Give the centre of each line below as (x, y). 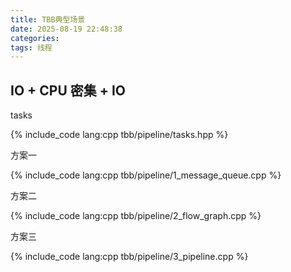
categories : (35, 38)
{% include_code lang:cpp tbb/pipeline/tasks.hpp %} (119, 135)
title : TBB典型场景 (48, 19)
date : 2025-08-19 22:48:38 (66, 29)
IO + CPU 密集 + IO (68, 90)
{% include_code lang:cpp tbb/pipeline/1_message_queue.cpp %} (146, 175)
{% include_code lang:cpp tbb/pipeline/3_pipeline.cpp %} (129, 257)
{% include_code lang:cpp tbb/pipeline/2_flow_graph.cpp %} (136, 216)
